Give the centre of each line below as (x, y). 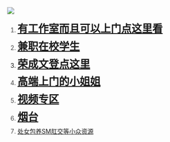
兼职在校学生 (48, 46)
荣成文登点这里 (54, 64)
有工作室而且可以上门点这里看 (90, 29)
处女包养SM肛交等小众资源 (55, 131)
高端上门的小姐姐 (59, 82)
